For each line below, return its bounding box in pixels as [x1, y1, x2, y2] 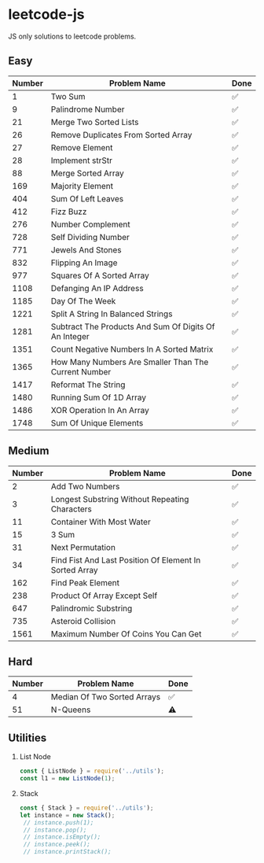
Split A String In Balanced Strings [50, 308, 173, 319]
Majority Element [50, 180, 114, 191]
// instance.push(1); [23, 818, 94, 827]
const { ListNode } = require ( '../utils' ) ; [19, 767, 165, 776]
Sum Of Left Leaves [50, 193, 124, 204]
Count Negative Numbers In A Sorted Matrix [50, 344, 214, 355]
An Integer [50, 330, 90, 341]
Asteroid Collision [50, 615, 116, 626]
